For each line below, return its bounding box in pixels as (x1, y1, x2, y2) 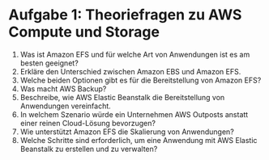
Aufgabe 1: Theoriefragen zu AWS (8, 6, 242, 24)
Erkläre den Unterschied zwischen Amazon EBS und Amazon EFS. (19, 66, 241, 76)
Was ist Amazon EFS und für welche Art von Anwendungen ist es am (19, 49, 250, 59)
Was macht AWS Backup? (19, 83, 107, 94)
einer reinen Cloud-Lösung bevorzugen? (19, 118, 156, 128)
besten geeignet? (19, 58, 79, 68)
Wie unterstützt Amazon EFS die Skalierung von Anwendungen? (19, 127, 235, 137)
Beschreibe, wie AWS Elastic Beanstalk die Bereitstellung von (19, 92, 225, 102)
